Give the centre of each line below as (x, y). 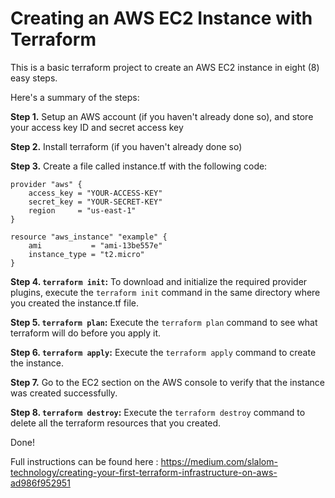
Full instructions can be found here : (84, 461)
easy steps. (34, 78)
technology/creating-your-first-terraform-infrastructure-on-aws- (144, 472)
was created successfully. (64, 393)
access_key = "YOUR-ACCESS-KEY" (95, 193)
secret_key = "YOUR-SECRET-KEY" (95, 202)
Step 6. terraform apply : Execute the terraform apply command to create (163, 352)
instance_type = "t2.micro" (86, 254)
